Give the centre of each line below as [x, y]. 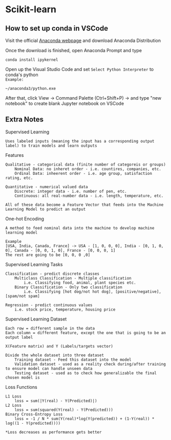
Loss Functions [21, 387]
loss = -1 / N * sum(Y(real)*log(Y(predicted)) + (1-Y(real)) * [84, 419]
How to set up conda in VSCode [57, 28]
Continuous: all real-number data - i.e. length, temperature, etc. [89, 196]
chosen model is [23, 377]
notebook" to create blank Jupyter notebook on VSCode [65, 103]
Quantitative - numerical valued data [47, 187]
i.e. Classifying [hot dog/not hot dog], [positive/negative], [92, 292]
